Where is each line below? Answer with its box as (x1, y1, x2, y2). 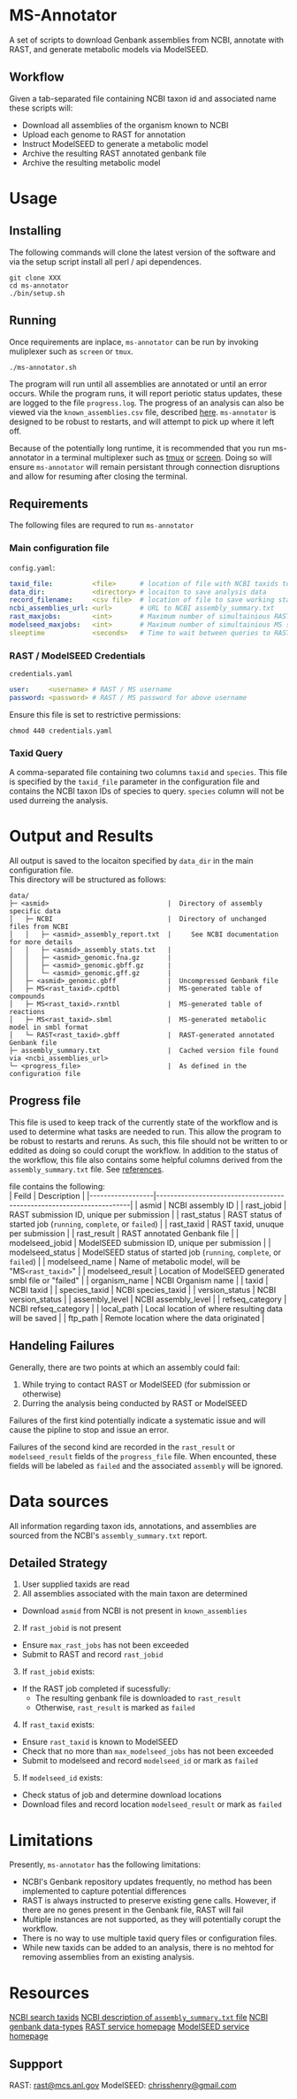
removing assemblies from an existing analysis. (21, 1952, 194, 1963)
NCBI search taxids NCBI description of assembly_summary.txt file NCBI (9, 2012, 268, 2023)
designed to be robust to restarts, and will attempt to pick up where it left (9, 416, 275, 427)
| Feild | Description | (9, 1190, 86, 1201)
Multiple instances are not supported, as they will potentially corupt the (21, 1914, 281, 1925)
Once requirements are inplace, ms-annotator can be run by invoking (9, 336, 259, 347)
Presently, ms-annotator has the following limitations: (9, 1859, 202, 1870)
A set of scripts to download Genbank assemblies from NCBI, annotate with (9, 35, 285, 45)
